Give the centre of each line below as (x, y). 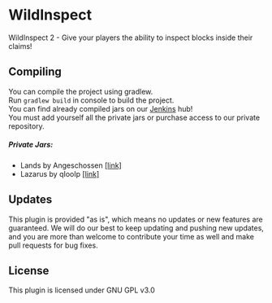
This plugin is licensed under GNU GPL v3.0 (82, 290)
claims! (20, 46)
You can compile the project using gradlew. (81, 91)
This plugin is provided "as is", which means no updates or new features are (136, 219)
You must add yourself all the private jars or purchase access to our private (134, 117)
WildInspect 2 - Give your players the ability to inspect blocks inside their (131, 37)
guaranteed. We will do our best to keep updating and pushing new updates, (136, 228)
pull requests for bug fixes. (54, 245)
